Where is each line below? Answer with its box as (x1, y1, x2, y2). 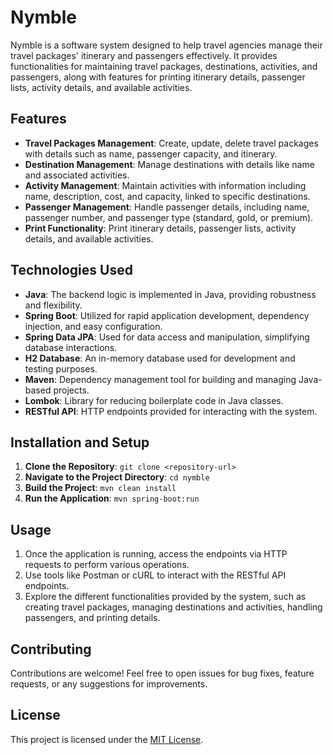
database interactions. (24, 341, 118, 353)
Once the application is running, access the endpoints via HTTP (24, 548, 288, 560)
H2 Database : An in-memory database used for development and (24, 352, 296, 364)
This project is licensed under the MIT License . (10, 733, 204, 745)
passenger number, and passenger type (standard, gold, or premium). (24, 211, 314, 223)
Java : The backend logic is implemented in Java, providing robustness (24, 288, 317, 300)
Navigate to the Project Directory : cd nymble (24, 471, 210, 483)
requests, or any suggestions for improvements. (10, 678, 208, 690)
